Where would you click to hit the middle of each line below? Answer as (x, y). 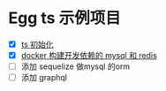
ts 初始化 (37, 44)
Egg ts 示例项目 (64, 18)
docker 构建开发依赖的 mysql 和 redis (89, 55)
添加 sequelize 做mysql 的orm (75, 66)
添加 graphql (44, 78)
